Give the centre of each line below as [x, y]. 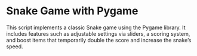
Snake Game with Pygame [72, 11]
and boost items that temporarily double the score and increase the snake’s [99, 40]
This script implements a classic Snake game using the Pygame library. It [96, 27]
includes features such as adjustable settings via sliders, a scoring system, [98, 33]
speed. [15, 46]
